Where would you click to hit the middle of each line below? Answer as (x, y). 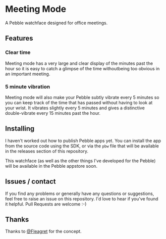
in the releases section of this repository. (47, 151)
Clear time (18, 52)
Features (19, 38)
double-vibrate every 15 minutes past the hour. (53, 113)
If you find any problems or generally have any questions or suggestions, (80, 193)
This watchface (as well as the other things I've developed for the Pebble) (81, 161)
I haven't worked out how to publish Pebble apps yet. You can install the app (83, 141)
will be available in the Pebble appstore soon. (51, 166)
